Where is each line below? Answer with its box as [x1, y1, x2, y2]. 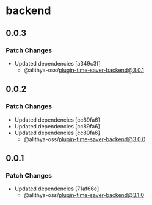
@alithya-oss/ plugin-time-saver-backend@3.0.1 [23, 66, 144, 74]
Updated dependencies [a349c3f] [14, 60, 101, 67]
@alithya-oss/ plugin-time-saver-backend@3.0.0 [23, 135, 146, 143]
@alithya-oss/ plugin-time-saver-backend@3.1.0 [23, 192, 145, 199]
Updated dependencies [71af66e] [14, 185, 100, 192]
